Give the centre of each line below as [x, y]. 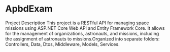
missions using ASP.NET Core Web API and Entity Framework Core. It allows [85, 28]
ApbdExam [29, 9]
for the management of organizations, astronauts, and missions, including [82, 33]
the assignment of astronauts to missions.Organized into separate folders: [82, 39]
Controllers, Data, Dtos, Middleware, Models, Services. [63, 44]
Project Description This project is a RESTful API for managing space [77, 23]
